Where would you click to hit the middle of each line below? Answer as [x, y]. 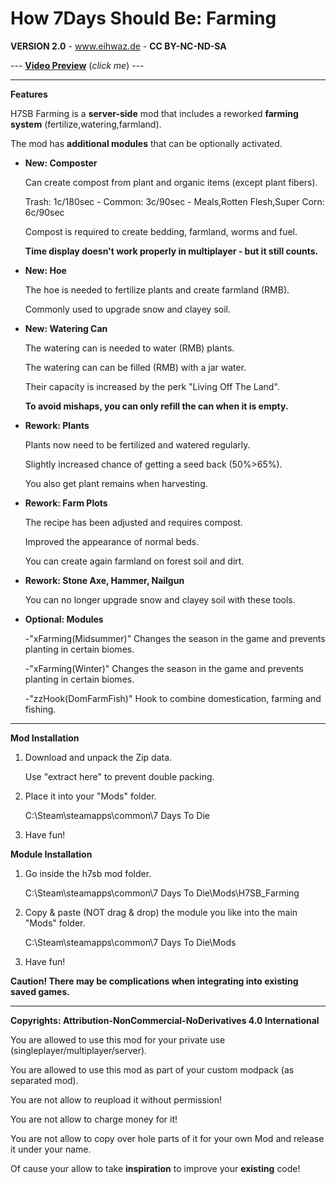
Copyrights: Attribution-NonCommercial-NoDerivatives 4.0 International [165, 1020]
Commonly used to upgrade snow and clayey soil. [128, 309]
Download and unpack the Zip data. [98, 757]
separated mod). [44, 1080]
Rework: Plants [57, 425]
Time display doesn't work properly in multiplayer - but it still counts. [171, 251]
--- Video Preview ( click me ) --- [77, 65]
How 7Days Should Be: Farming [143, 18]
